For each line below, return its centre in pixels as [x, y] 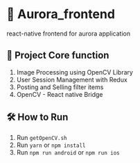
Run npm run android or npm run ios [68, 152]
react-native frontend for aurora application [69, 33]
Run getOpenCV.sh [42, 137]
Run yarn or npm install [51, 145]
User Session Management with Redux [72, 79]
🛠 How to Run [37, 117]
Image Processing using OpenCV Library [75, 72]
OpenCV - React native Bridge [60, 94]
